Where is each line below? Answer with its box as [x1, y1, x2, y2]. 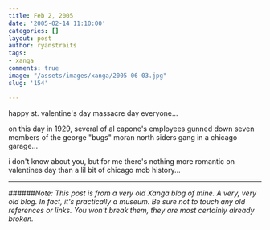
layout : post [8, 34, 52, 43]
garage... [8, 141, 39, 150]
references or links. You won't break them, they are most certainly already [8, 205, 255, 215]
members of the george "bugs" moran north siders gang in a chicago [8, 132, 238, 142]
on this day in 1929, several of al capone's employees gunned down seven [8, 124, 255, 133]
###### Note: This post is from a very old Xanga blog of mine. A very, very [8, 188, 257, 198]
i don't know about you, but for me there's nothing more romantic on [8, 156, 235, 166]
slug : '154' [8, 79, 48, 87]
